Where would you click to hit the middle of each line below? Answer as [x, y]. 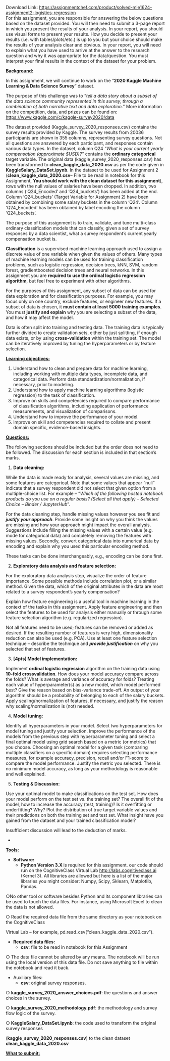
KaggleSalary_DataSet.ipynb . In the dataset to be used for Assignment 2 [82, 170]
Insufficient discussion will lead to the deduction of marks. [66, 830]
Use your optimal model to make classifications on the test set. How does [82, 794]
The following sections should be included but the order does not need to [82, 447]
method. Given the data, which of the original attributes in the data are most [84, 586]
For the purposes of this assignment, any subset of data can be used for [81, 291]
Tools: [12, 850]
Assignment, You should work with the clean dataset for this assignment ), [84, 181]
